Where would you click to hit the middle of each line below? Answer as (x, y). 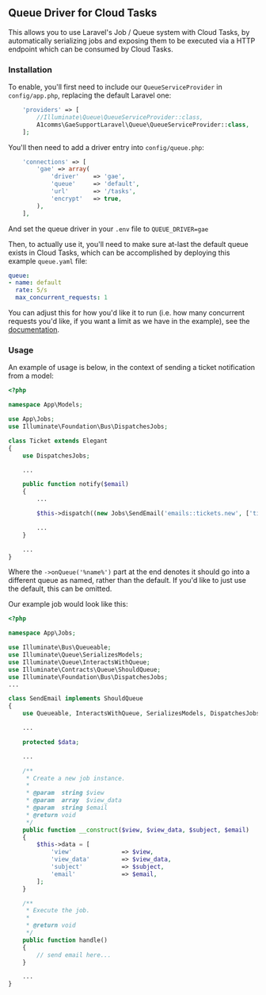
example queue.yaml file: (48, 260)
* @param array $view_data (74, 800)
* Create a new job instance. (76, 778)
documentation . (34, 330)
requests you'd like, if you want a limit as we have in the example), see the (129, 322)
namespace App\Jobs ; (42, 633)
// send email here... (74, 955)
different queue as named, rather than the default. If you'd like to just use (127, 580)
